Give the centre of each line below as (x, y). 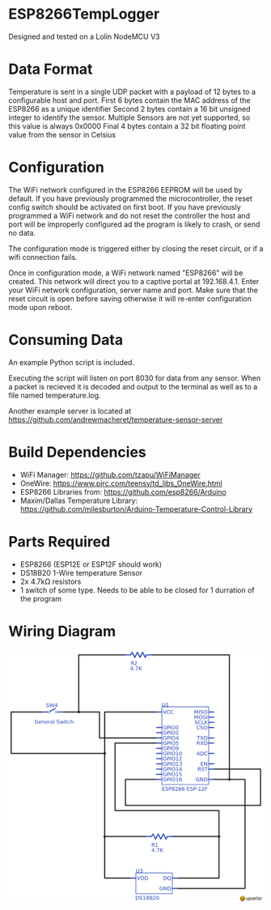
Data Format (51, 69)
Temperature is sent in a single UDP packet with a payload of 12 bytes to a (132, 91)
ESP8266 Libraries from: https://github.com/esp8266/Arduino (123, 491)
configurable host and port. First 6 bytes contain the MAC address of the (129, 100)
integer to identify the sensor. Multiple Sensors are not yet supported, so (129, 117)
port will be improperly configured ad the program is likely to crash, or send (134, 224)
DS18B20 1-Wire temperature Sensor (81, 572)
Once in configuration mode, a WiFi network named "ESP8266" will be (126, 273)
